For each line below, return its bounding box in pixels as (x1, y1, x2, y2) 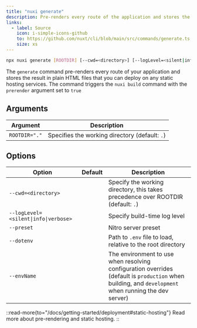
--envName (9, 273, 36, 279)
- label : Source (11, 25, 51, 31)
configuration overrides (108, 265, 173, 273)
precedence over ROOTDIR (108, 193, 184, 201)
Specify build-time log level (108, 212, 185, 220)
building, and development (108, 279, 179, 288)
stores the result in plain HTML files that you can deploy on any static (6, 74, 174, 81)
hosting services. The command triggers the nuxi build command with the (6, 80, 188, 87)
